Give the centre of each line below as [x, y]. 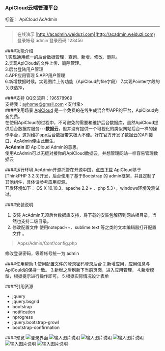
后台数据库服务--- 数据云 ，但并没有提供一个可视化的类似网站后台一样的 [81, 129]
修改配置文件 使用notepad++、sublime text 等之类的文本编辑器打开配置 [84, 227]
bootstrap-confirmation [36, 327]
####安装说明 [19, 205]
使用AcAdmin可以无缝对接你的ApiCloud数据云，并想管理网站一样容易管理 [79, 153]
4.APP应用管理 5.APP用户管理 [35, 75]
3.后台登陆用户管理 [24, 69]
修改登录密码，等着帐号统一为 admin [42, 253]
